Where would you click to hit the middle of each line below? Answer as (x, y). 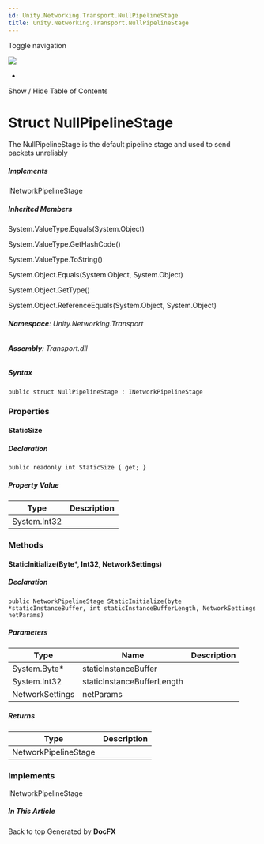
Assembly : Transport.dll (48, 348)
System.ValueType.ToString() (55, 260)
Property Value (34, 485)
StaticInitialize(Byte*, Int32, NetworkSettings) (85, 564)
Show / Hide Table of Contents (58, 91)
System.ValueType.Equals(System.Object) (76, 229)
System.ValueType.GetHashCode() (64, 244)
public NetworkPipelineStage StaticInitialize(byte (95, 601)
